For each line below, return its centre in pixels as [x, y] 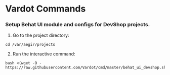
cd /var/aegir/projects [30, 45]
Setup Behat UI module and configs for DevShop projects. [78, 25]
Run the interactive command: [44, 54]
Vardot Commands [46, 9]
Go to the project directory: [41, 35]
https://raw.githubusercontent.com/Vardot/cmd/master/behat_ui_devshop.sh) [87, 68]
